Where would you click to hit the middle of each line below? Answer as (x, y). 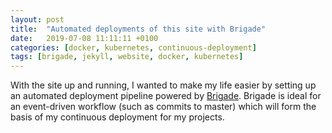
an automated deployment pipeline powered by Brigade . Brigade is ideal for (166, 96)
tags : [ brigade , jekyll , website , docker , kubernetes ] (127, 57)
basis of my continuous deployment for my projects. (117, 117)
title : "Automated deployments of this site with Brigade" (138, 29)
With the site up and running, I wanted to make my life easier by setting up (163, 85)
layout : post (37, 19)
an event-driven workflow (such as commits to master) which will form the (163, 107)
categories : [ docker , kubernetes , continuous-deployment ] (133, 47)
